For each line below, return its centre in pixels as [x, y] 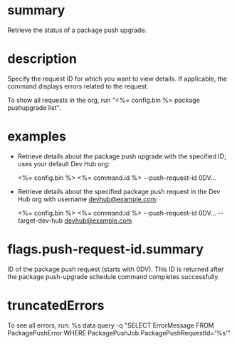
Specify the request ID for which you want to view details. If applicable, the [117, 79]
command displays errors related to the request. [78, 86]
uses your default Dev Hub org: [64, 163]
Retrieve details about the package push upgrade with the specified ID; [122, 156]
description [42, 59]
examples [37, 137]
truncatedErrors [56, 305]
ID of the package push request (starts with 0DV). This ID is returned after [116, 269]
